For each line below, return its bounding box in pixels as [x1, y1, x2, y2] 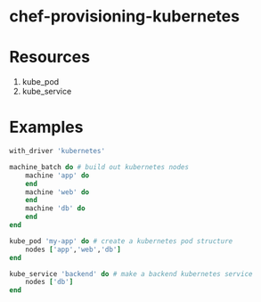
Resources [9, 47, 91, 68]
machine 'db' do [25, 204, 86, 213]
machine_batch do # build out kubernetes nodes [9, 162, 190, 171]
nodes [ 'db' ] [25, 278, 74, 287]
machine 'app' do [25, 171, 90, 180]
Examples [9, 118, 84, 137]
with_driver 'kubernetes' [9, 147, 105, 156]
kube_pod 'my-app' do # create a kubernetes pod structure [9, 236, 233, 246]
